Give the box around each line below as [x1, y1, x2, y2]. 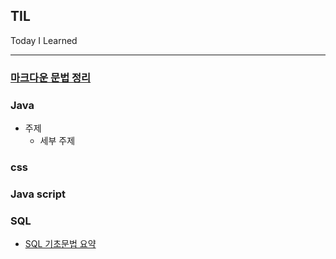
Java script [10, 187, 67, 201]
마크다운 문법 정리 [10, 70, 92, 84]
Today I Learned [10, 34, 78, 46]
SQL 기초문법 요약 [24, 238, 97, 250]
